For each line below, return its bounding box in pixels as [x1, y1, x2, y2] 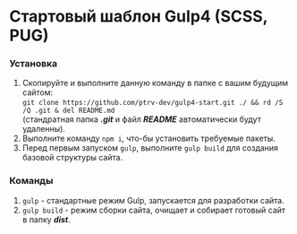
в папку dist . [21, 213, 72, 225]
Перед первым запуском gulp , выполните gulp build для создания [21, 143, 279, 153]
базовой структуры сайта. [21, 152, 123, 163]
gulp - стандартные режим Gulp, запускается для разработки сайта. [21, 195, 284, 205]
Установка [9, 57, 58, 70]
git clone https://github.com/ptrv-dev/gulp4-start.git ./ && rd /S [21, 99, 284, 108]
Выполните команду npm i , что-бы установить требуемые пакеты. [21, 133, 276, 144]
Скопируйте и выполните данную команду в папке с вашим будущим [21, 78, 289, 89]
